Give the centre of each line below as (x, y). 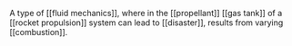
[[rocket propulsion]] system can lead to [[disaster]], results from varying (146, 23)
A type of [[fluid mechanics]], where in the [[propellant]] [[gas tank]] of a (146, 13)
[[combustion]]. (39, 32)
